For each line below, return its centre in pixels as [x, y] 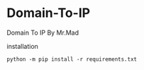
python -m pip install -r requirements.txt [72, 59]
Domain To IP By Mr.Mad [43, 33]
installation [22, 46]
